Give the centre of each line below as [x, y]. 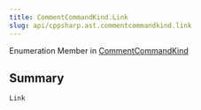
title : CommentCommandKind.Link [69, 17]
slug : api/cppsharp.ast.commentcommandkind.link [100, 26]
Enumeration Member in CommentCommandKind [99, 50]
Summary [37, 78]
